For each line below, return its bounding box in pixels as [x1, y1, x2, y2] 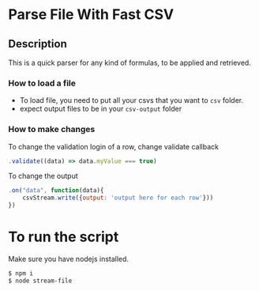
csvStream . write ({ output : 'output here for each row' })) [22, 194, 214, 202]
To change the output [8, 172, 79, 181]
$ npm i [8, 270, 34, 278]
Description [8, 37, 67, 51]
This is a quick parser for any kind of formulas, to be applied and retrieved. [8, 58, 251, 67]
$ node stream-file [8, 277, 73, 285]
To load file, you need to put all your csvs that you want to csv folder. [19, 96, 244, 105]
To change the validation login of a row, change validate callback [8, 142, 220, 151]
